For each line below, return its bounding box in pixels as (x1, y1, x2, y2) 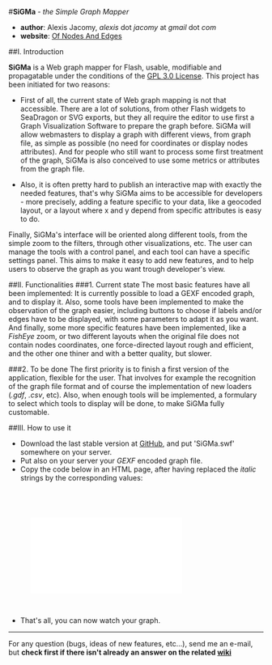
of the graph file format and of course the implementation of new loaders (8, 382, 253, 391)
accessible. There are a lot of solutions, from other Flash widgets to (19, 104, 246, 113)
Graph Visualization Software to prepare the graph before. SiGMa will (19, 121, 251, 130)
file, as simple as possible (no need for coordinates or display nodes (19, 138, 249, 148)
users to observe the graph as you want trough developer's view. (8, 265, 226, 273)
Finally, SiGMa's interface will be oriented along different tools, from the (8, 230, 249, 239)
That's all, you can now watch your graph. (19, 616, 160, 625)
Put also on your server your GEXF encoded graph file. (19, 456, 203, 465)
